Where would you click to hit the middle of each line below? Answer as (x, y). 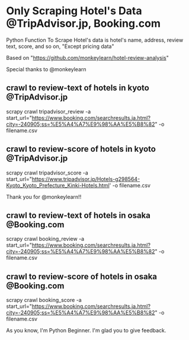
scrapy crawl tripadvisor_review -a (49, 112)
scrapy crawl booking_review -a (45, 239)
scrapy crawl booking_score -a (44, 300)
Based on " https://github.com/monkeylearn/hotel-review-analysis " (87, 58)
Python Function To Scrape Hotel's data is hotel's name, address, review (95, 40)
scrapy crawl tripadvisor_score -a (47, 173)
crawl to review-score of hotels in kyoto (81, 149)
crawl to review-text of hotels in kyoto (78, 88)
